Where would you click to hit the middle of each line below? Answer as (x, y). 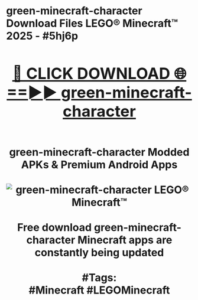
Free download (54, 227)
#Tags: (99, 277)
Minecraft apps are (125, 240)
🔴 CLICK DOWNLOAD (91, 73)
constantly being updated (99, 252)
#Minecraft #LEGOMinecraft (99, 290)
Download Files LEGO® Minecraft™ (92, 23)
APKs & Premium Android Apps (99, 164)
